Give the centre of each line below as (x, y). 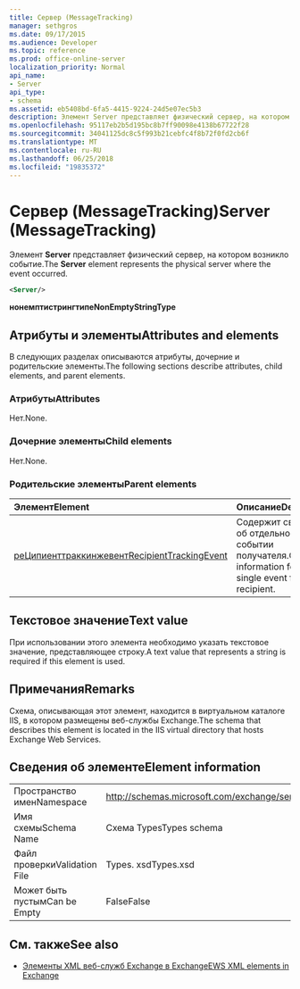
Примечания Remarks (72, 690)
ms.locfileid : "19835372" (57, 167)
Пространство (45, 791)
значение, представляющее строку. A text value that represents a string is (148, 652)
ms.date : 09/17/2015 (48, 34)
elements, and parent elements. (67, 375)
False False (128, 902)
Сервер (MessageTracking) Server (140, 211)
